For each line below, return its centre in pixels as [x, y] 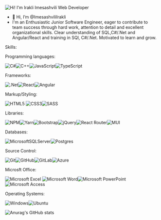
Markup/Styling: [21, 94]
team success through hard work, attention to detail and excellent [78, 27]
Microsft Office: [21, 170]
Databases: [17, 132]
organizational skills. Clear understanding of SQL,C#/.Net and [73, 32]
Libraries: [15, 113]
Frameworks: [18, 75]
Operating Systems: [25, 194]
